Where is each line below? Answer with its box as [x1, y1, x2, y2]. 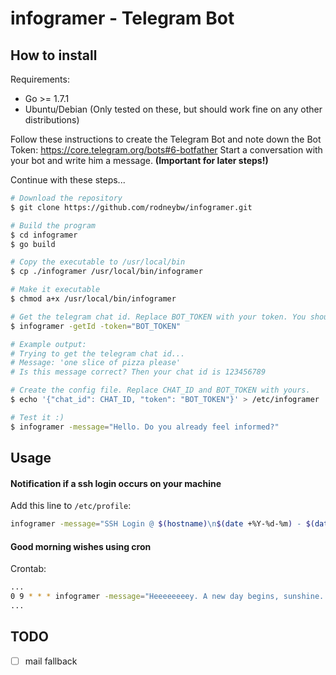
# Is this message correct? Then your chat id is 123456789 [10, 367, 267, 377]
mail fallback [24, 655, 78, 667]
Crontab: [10, 563, 47, 575]
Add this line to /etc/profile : [10, 500, 132, 512]
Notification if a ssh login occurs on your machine [10, 477, 222, 489]
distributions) [24, 114, 80, 126]
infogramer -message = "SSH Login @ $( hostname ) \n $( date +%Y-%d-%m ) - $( [10, 519, 315, 529]
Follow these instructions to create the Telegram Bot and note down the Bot [10, 133, 322, 145]
